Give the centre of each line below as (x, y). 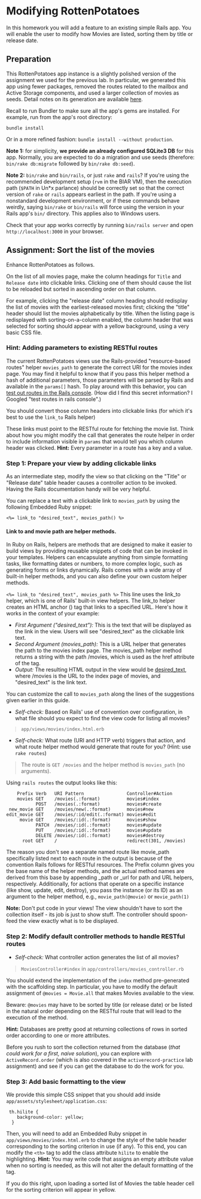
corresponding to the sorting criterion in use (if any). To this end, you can (97, 1146)
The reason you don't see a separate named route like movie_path (88, 852)
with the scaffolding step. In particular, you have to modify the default (92, 986)
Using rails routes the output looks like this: (62, 783)
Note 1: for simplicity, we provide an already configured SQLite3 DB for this (100, 150)
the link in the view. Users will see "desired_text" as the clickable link (99, 632)
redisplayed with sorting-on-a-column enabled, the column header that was (100, 319)
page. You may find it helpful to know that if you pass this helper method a (98, 373)
